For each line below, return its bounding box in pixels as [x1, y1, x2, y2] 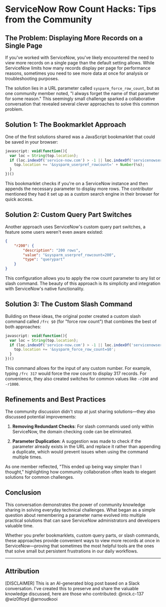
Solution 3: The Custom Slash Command [5, 300, 132, 308]
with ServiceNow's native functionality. [5, 286, 85, 292]
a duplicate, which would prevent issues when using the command [12, 449, 148, 455]
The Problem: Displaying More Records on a [5, 34, 143, 42]
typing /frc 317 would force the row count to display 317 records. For [5, 370, 147, 377]
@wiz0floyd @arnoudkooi [5, 596, 58, 602]
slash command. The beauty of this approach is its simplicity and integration [5, 281, 161, 286]
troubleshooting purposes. [5, 76, 59, 81]
